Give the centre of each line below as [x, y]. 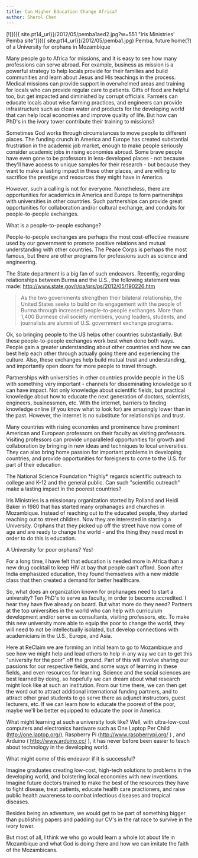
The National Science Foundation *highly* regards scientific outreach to [94, 476]
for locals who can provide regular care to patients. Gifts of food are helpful [98, 90]
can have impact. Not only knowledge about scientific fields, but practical [96, 390]
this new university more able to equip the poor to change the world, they [95, 623]
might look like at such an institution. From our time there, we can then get [96, 685]
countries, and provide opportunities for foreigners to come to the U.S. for [96, 458]
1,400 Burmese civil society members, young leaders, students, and [103, 316]
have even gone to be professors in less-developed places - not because [95, 158]
